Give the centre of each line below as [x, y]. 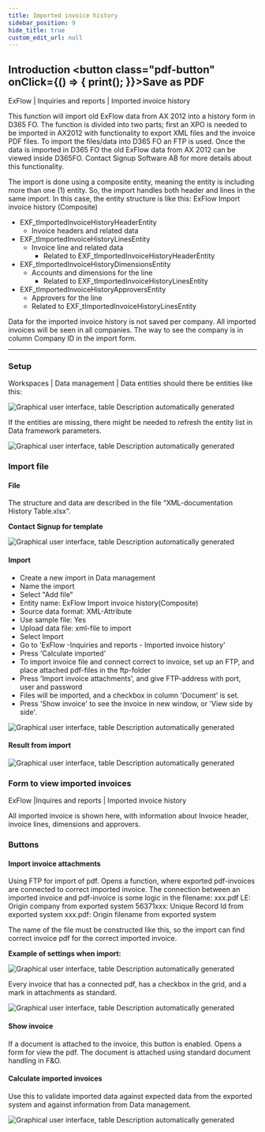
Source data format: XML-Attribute [76, 611]
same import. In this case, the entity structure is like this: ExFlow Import [124, 199]
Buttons [24, 844]
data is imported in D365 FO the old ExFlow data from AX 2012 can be [122, 150]
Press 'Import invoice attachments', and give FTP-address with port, [130, 678]
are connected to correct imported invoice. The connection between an [124, 889]
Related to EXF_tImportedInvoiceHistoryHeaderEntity [129, 256]
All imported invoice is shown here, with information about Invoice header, [129, 816]
